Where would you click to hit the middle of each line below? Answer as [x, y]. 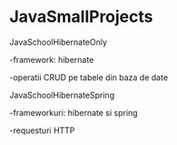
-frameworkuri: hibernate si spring [74, 112]
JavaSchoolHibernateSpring [62, 95]
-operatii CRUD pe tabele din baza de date [89, 77]
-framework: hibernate [52, 59]
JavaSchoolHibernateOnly [58, 42]
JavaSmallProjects [81, 17]
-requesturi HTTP [42, 130]
